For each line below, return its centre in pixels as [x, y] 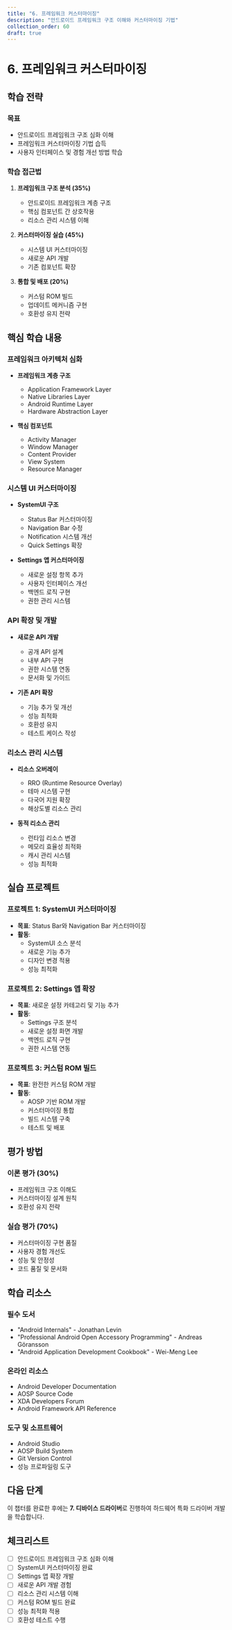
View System [46, 462]
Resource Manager [55, 469]
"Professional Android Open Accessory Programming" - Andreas [110, 1337]
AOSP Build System [45, 1451]
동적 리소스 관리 [38, 823]
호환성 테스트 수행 [41, 1620]
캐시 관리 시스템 [49, 855]
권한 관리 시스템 [49, 601]
